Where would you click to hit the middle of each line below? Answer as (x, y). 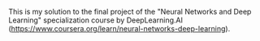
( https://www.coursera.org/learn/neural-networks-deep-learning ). (119, 29)
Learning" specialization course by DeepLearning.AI (95, 20)
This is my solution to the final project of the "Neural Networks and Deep (130, 12)
